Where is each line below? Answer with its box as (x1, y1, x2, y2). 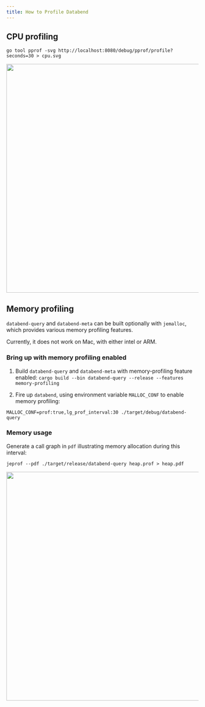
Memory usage (6, 428, 52, 437)
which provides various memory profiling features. (6, 326, 133, 334)
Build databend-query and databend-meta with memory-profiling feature (15, 367, 193, 375)
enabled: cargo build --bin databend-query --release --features (15, 373, 184, 381)
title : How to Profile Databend (6, 9, 88, 15)
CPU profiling (6, 32, 59, 42)
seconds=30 (6, 53, 34, 59)
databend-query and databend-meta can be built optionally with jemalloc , (6, 320, 187, 327)
